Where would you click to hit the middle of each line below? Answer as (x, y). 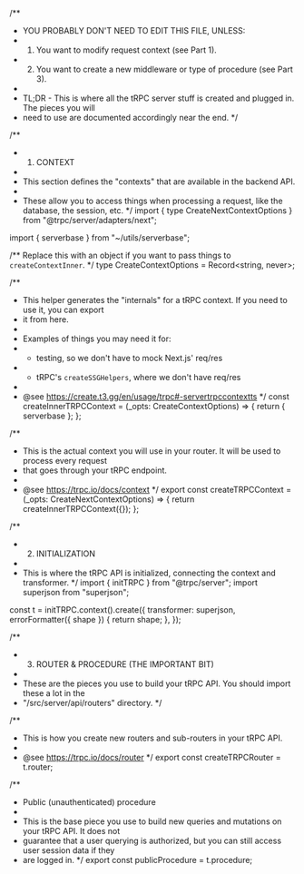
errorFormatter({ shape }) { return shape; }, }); (95, 619)
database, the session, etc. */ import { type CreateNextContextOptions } (157, 211)
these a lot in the (54, 693)
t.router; (38, 767)
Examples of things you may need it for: (97, 339)
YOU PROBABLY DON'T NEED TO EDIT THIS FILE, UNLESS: (134, 30)
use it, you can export (63, 309)
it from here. (46, 319)
